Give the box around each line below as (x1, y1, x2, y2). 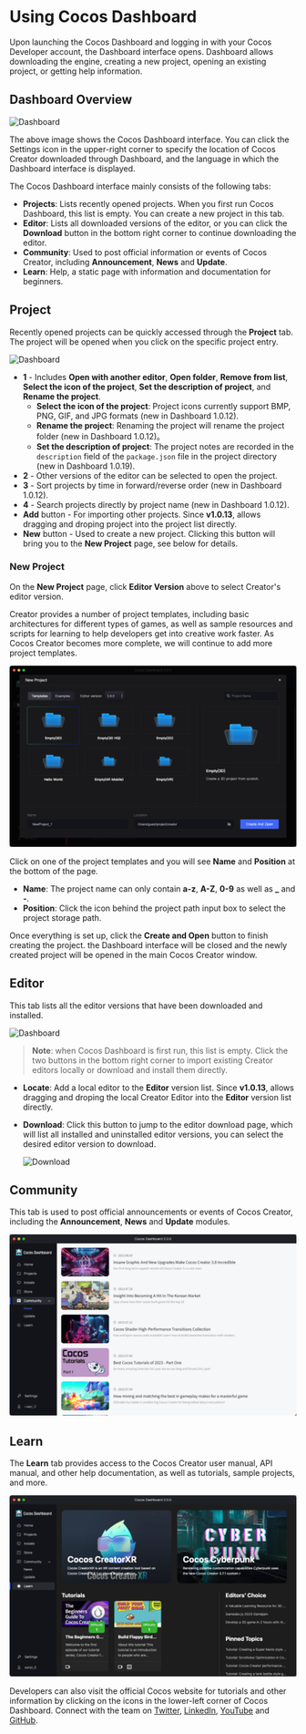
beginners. (22, 275, 64, 286)
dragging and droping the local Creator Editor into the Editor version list (22, 1091, 292, 1102)
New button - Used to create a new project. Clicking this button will (22, 528, 276, 539)
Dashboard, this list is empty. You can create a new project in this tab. (22, 208, 285, 219)
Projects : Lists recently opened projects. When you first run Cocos (22, 198, 274, 209)
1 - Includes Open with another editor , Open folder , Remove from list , (22, 371, 289, 382)
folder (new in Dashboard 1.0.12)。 (36, 430, 166, 441)
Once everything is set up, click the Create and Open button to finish (9, 930, 269, 941)
